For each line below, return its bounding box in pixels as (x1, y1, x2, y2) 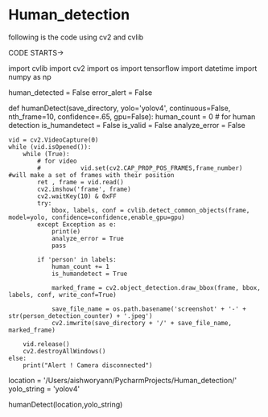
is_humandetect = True (51, 270, 128, 278)
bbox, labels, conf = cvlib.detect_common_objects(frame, (51, 206, 250, 214)
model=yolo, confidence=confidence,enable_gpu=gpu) (8, 213, 185, 221)
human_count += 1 (51, 262, 110, 270)
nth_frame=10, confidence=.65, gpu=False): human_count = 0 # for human (8, 111, 256, 122)
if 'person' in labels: (37, 255, 117, 263)
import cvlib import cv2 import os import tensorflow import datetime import (8, 63, 258, 73)
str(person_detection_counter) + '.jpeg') (8, 312, 153, 320)
